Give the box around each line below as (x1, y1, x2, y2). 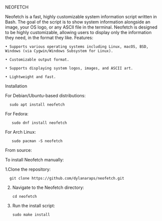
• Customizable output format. (5, 57, 69, 62)
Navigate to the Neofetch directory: (12, 184, 85, 190)
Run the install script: (12, 203, 55, 209)
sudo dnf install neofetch (11, 120, 67, 125)
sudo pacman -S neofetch (11, 139, 63, 144)
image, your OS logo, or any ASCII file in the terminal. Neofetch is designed (5, 24, 158, 30)
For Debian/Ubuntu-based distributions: (5, 93, 86, 98)
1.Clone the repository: (5, 166, 51, 172)
